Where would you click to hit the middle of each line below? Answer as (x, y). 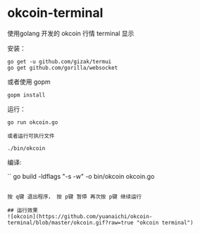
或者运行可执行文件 (31, 136)
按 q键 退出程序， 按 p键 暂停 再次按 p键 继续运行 (75, 196)
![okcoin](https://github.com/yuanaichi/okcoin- (80, 216)
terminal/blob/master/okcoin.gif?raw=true (70, 222)
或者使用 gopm (29, 82)
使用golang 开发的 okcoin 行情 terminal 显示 (71, 33)
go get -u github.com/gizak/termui (60, 61)
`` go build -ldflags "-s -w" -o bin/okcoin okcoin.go (81, 176)
